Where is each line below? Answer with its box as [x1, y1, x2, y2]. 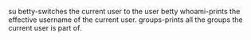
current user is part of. [8, 24, 82, 32]
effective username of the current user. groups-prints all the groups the [8, 15, 243, 24]
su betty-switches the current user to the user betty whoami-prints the [8, 7, 241, 16]
